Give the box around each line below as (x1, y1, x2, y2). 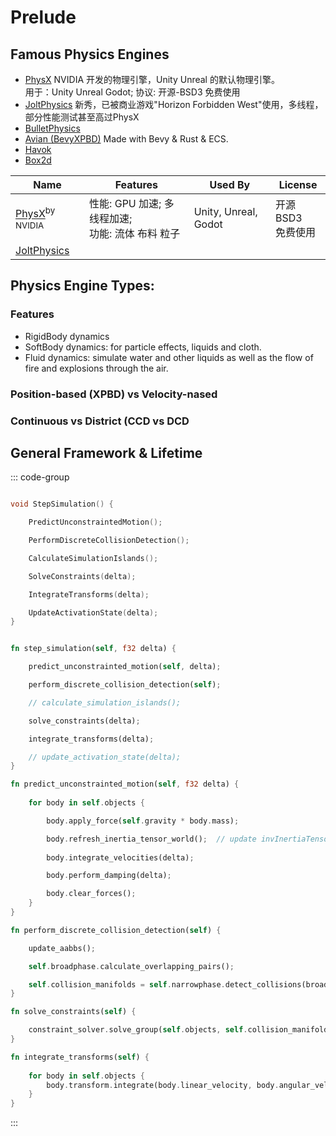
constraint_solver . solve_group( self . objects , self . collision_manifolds (28, 1025, 333, 1035)
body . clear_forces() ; (46, 889, 137, 899)
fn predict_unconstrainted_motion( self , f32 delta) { (10, 779, 240, 790)
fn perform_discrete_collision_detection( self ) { (10, 925, 222, 935)
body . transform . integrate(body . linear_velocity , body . (46, 1080, 280, 1090)
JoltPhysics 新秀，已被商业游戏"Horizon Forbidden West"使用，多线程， (24, 99, 324, 110)
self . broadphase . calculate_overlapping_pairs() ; (28, 961, 235, 971)
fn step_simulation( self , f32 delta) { (10, 644, 177, 654)
